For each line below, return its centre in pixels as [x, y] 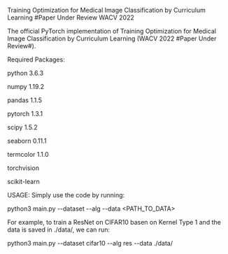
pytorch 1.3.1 [25, 114]
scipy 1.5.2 [22, 127]
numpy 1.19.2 [26, 86]
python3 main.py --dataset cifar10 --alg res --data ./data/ [90, 243]
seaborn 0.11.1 [27, 141]
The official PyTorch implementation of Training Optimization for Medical [112, 31]
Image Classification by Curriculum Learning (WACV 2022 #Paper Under [112, 38]
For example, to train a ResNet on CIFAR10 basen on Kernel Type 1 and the [114, 222]
